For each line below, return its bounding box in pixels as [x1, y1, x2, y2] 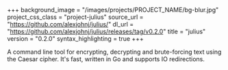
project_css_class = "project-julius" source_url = [7, 13, 144, 21]
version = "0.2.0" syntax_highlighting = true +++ [7, 35, 144, 43]
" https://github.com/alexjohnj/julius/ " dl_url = [7, 20, 134, 28]
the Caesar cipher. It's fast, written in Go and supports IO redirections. [7, 55, 205, 63]
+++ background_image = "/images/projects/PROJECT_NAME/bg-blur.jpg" [7, 6, 219, 14]
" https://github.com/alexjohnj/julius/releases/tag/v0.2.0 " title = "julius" [7, 27, 206, 35]
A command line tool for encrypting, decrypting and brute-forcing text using [7, 48, 222, 56]
